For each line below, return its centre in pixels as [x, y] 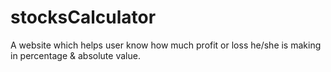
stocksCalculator [83, 17]
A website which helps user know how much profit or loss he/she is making [166, 45]
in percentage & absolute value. [75, 55]
